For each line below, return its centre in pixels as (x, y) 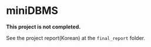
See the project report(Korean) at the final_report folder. (76, 38)
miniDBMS (32, 11)
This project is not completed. (43, 27)
